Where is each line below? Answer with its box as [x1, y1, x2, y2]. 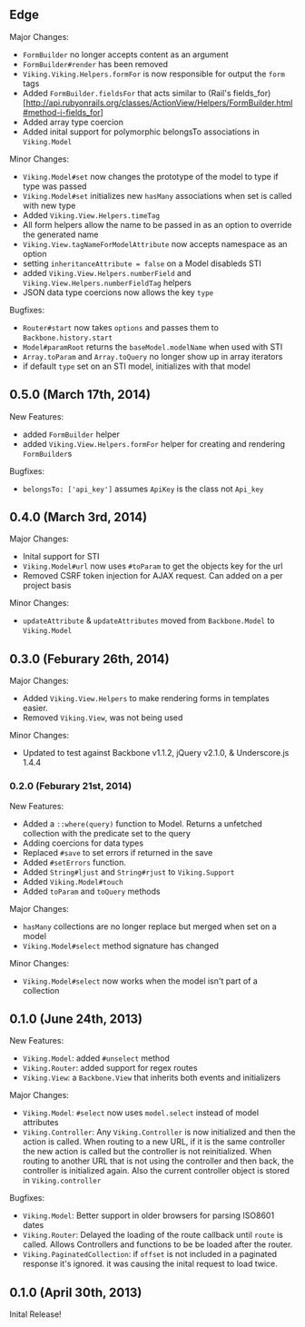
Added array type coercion [22, 116, 124, 127]
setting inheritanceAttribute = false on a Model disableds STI [22, 258, 261, 269]
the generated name [22, 229, 99, 240]
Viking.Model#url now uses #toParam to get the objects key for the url [22, 560, 283, 571]
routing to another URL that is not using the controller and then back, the [22, 1155, 294, 1166]
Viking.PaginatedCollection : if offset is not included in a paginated [22, 1249, 278, 1260]
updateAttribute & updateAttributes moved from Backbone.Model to [22, 615, 275, 626]
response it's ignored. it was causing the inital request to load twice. [22, 1258, 279, 1270]
